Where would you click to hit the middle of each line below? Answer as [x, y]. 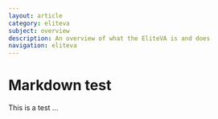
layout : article [35, 16]
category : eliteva [39, 23]
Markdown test [60, 86]
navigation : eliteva [43, 46]
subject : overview [39, 31]
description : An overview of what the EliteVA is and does [109, 38]
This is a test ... [33, 108]
